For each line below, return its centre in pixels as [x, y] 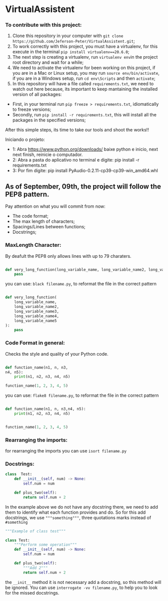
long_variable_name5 [35, 321]
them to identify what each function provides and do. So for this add [75, 512]
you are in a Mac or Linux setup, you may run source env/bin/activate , [86, 73]
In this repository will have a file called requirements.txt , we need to [83, 84]
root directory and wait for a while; [48, 62]
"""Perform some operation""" [46, 545]
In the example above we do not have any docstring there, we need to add [82, 507]
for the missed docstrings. [32, 592]
